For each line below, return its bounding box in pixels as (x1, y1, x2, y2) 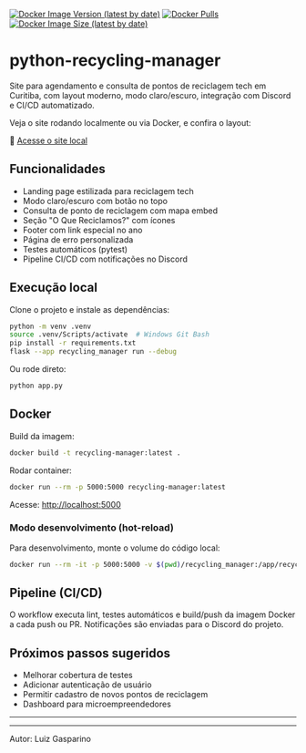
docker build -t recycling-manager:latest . (9, 448, 181, 458)
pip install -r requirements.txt (9, 338, 137, 348)
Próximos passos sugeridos (9, 645, 171, 661)
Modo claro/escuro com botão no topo (22, 195, 168, 206)
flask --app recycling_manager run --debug (9, 347, 178, 356)
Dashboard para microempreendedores (22, 698, 171, 710)
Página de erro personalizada (22, 233, 134, 245)
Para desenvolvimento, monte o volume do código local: (9, 542, 220, 553)
